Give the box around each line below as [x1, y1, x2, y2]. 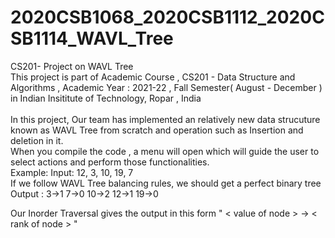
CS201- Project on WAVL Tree [10, 60, 134, 72]
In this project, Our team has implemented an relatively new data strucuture [10, 113, 321, 125]
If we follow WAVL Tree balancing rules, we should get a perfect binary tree [10, 177, 322, 189]
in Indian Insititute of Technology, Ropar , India [10, 92, 202, 104]
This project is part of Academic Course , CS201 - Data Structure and [10, 71, 296, 83]
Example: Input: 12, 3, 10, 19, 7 [10, 166, 134, 178]
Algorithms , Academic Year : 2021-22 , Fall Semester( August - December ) [10, 81, 323, 93]
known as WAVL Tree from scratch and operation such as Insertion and [10, 124, 304, 136]
